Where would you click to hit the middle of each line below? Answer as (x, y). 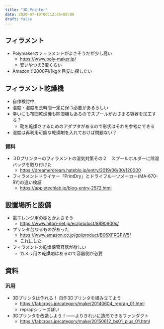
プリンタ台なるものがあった (41, 229)
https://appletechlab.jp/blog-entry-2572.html (66, 188)
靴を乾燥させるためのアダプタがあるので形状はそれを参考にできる (87, 126)
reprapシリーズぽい (40, 309)
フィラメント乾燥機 (34, 88)
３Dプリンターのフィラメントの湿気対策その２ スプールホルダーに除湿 (86, 159)
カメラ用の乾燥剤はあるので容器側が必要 (61, 253)
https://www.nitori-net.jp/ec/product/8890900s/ (69, 224)
